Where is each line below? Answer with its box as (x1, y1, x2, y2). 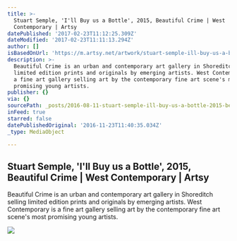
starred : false (7, 115, 52, 122)
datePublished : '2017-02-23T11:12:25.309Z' (7, 30, 138, 37)
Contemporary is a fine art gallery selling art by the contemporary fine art (7, 205, 221, 214)
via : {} (7, 96, 30, 103)
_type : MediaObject (7, 128, 65, 135)
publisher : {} (7, 89, 49, 96)
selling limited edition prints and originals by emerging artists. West (7, 198, 202, 206)
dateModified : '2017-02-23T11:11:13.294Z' (7, 37, 134, 44)
